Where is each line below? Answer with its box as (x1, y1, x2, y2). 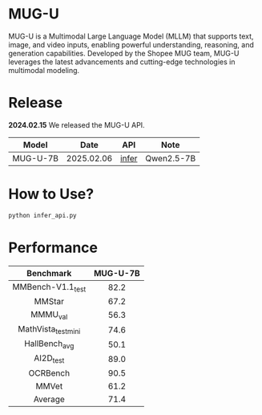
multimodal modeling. (8, 65, 80, 75)
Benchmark (26, 267, 72, 279)
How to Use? (8, 185, 95, 203)
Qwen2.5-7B (145, 153, 196, 164)
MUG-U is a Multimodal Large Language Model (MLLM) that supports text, (8, 31, 254, 41)
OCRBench (28, 367, 71, 378)
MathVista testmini (18, 323, 81, 336)
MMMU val (30, 308, 68, 321)
